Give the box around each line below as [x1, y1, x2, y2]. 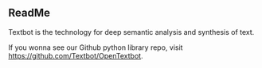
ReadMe [8, 6, 50, 20]
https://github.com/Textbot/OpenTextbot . [8, 51, 143, 60]
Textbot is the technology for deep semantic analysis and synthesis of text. [8, 27, 255, 36]
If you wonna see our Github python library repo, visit [8, 43, 183, 52]
